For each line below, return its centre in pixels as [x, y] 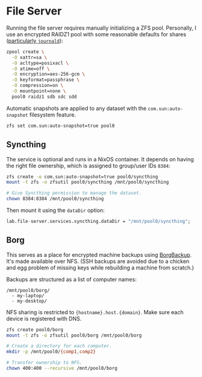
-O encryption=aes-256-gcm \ [48, 74]
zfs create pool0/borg [35, 330]
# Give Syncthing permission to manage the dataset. [74, 193]
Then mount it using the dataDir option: [55, 210]
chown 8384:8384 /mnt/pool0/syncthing [55, 199]
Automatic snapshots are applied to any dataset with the [77, 108]
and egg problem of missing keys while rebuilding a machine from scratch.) [100, 268]
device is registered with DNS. [44, 318]
